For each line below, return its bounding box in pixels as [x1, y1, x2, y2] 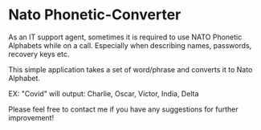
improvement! [8, 112, 55, 122]
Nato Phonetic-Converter [8, 6, 181, 24]
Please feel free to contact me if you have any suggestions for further [8, 104, 239, 114]
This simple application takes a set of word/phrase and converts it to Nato [8, 64, 253, 74]
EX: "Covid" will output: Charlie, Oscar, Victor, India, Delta [8, 88, 199, 98]
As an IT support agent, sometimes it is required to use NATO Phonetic [8, 32, 243, 42]
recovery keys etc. [8, 49, 70, 59]
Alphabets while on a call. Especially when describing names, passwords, [8, 40, 252, 50]
